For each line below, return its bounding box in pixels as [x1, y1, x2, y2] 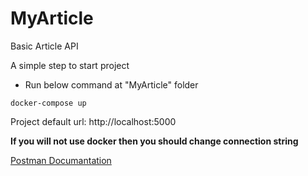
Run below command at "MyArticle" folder [24, 78, 199, 91]
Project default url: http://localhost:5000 [10, 115, 177, 127]
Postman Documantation [10, 154, 112, 166]
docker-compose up [10, 98, 87, 108]
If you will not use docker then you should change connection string [10, 135, 299, 147]
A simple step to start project [10, 59, 130, 71]
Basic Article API [10, 40, 79, 52]
